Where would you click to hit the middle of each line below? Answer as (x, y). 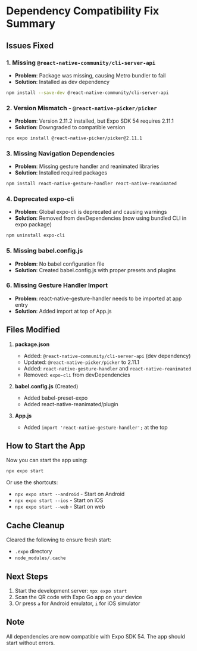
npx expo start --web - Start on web (60, 507)
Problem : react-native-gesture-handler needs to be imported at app (98, 298)
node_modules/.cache (40, 558)
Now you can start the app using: (47, 460)
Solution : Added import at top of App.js (63, 311)
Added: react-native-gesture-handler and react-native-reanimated (107, 368)
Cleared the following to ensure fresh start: (59, 540)
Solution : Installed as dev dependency (62, 82)
